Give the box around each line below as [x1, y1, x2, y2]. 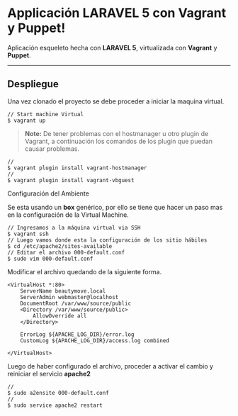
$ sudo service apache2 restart [7, 402, 103, 409]
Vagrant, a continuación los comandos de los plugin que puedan [24, 137, 213, 145]
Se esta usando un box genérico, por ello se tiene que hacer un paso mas [7, 203, 223, 211]
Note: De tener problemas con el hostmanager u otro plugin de [24, 129, 209, 137]
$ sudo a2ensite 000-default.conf [7, 389, 110, 396]
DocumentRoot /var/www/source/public [20, 300, 132, 307]
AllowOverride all [33, 312, 87, 320]
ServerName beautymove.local [20, 287, 106, 295]
